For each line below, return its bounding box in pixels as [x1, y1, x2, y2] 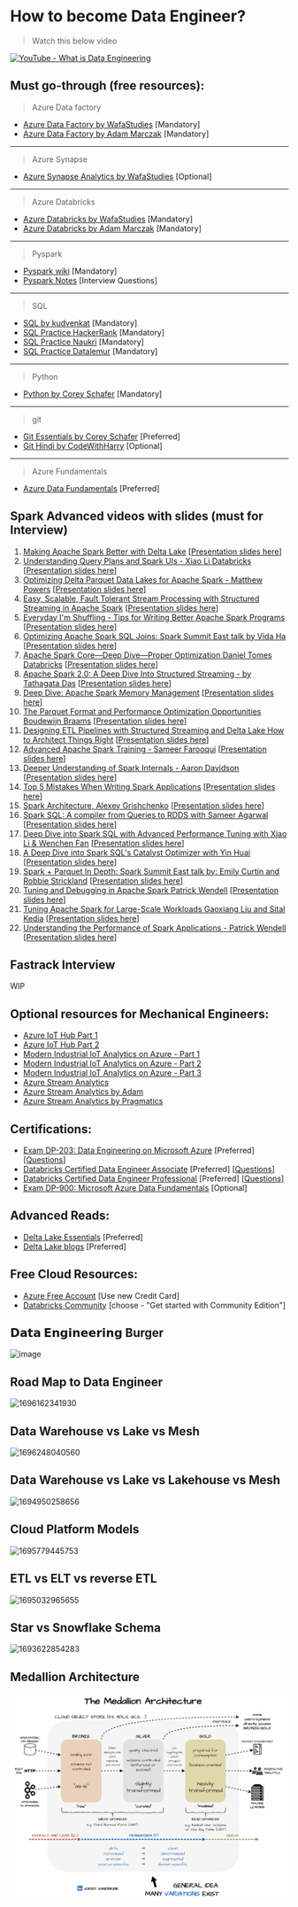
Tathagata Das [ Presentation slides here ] [22, 677, 172, 688]
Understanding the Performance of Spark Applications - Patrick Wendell [22, 923, 287, 933]
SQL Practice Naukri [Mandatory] [22, 336, 145, 347]
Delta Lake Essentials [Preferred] [22, 1231, 144, 1242]
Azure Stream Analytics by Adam [22, 1086, 144, 1097]
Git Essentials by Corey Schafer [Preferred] [22, 431, 180, 442]
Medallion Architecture [10, 1669, 141, 1684]
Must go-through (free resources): [10, 78, 205, 94]
